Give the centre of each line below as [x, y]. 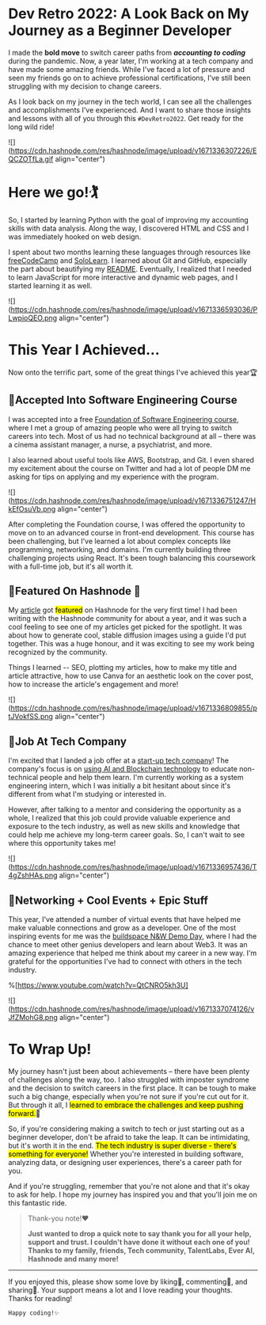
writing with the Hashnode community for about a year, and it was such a [127, 619]
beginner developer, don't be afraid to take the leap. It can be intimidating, [129, 1137]
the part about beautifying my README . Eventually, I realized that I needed [130, 268]
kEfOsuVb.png [32, 508]
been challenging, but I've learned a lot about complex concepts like [120, 541]
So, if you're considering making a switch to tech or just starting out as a [127, 1129]
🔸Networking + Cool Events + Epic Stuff [108, 900]
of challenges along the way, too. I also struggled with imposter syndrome [129, 1079]
